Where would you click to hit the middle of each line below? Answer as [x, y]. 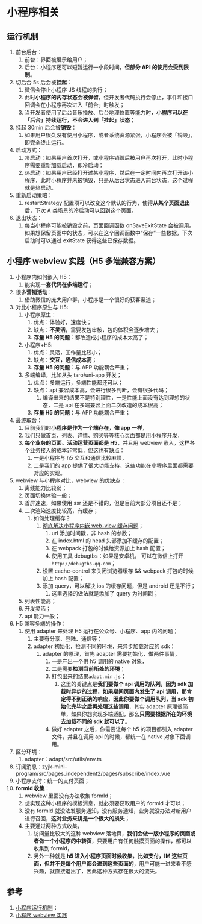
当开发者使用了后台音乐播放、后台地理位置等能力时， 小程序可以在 [106, 112]
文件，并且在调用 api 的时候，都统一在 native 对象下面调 [121, 737]
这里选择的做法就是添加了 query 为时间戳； [105, 593]
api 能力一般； [42, 616]
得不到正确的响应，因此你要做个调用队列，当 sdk [126, 699]
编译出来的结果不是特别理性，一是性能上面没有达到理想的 [114, 397]
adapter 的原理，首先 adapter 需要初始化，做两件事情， [111, 653]
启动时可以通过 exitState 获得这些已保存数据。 [82, 240]
